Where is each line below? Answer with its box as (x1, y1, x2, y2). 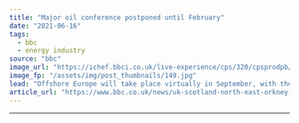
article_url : (9, 87, 58, 96)
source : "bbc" (9, 54, 62, 63)
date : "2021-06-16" (9, 21, 82, 30)
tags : (9, 29, 29, 38)
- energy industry (17, 46, 86, 55)
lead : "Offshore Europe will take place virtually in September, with (9, 79, 277, 88)
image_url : (9, 63, 50, 72)
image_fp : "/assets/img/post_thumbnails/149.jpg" (9, 71, 198, 80)
